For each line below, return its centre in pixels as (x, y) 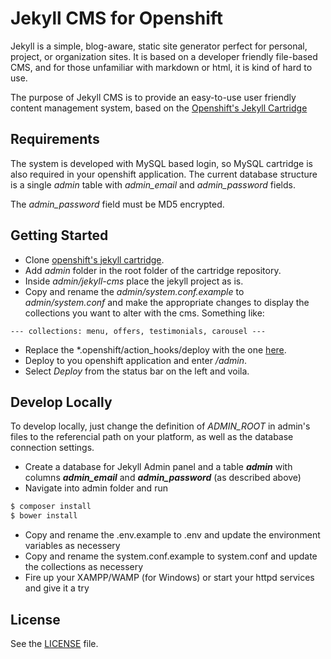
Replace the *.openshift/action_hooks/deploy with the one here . (155, 349)
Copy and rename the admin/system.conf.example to (134, 291)
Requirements (55, 139)
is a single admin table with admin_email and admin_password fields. (153, 184)
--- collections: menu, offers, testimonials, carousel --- (138, 331)
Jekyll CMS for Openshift (117, 18)
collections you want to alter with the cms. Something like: (144, 313)
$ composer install (51, 507)
